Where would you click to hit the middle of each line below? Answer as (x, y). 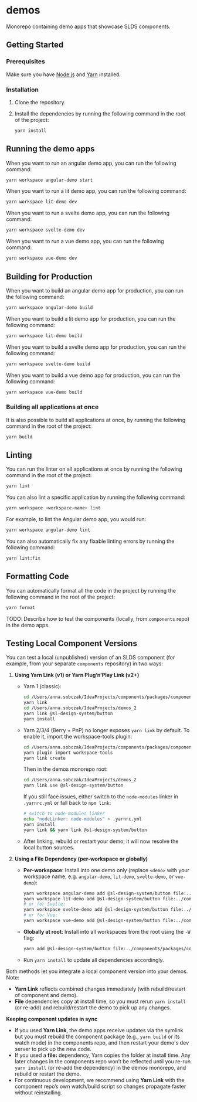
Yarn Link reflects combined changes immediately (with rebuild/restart (100, 989)
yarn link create (45, 758)
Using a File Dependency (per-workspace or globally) (81, 859)
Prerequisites (26, 62)
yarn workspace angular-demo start (50, 180)
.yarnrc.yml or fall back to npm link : (67, 803)
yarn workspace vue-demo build (44, 392)
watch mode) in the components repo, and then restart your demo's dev (102, 1043)
